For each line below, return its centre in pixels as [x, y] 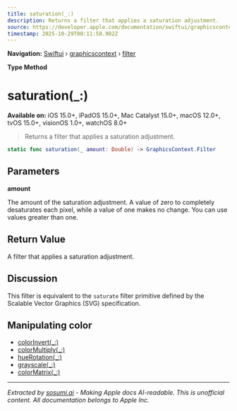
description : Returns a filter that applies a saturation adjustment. [113, 20]
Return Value [36, 240]
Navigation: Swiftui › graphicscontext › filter [72, 54]
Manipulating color [50, 325]
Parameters [34, 171]
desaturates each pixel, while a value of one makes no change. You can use [117, 210]
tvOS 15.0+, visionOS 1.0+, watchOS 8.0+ [67, 123]
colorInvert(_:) [38, 342]
